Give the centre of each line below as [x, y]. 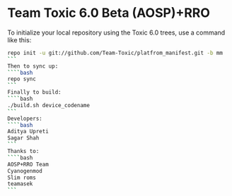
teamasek [20, 184]
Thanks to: [23, 152]
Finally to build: [34, 92]
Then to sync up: [33, 66]
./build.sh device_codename [49, 105]
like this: [19, 39]
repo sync [22, 79]
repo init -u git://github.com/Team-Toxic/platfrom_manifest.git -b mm [115, 53]
